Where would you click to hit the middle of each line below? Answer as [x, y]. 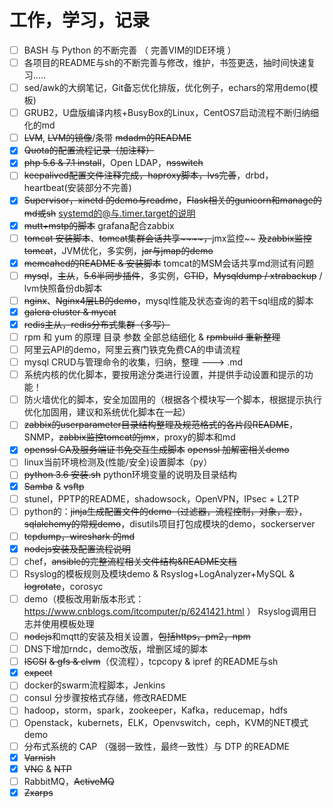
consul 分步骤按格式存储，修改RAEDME [105, 698]
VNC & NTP [47, 768]
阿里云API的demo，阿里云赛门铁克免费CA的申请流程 [132, 349]
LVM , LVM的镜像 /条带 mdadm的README [107, 138]
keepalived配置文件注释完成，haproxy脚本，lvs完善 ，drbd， [148, 175]
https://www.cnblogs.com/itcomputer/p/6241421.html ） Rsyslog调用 [166, 611]
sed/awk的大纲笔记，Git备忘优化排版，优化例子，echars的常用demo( [166, 88]
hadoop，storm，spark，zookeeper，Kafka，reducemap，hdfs [155, 710]
